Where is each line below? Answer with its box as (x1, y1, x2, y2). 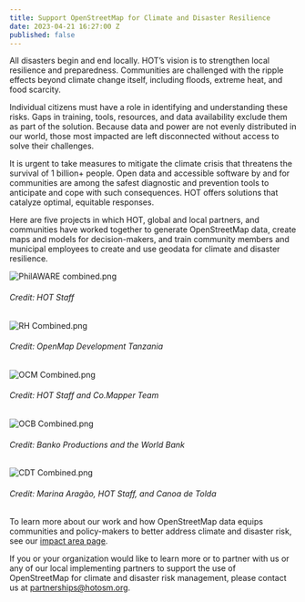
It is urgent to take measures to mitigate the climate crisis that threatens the (9, 158, 293, 169)
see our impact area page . (9, 536, 108, 546)
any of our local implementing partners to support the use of (9, 563, 237, 574)
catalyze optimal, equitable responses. (9, 197, 155, 208)
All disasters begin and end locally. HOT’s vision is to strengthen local (9, 56, 270, 66)
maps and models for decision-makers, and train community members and (9, 234, 290, 245)
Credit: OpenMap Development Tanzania (9, 341, 164, 352)
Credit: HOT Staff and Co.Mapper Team (9, 390, 159, 401)
